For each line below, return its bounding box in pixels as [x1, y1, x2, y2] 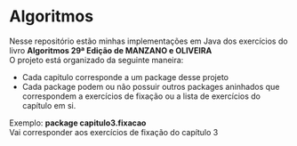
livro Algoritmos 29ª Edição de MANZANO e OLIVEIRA [9, 45, 213, 55]
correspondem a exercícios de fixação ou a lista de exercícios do [21, 91, 261, 101]
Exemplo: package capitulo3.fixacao [9, 118, 147, 128]
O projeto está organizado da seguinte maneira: [9, 54, 184, 65]
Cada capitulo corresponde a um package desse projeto [21, 71, 229, 82]
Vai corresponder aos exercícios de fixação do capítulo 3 [9, 126, 219, 137]
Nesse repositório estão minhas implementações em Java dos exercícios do [9, 36, 288, 46]
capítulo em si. [21, 100, 76, 110]
